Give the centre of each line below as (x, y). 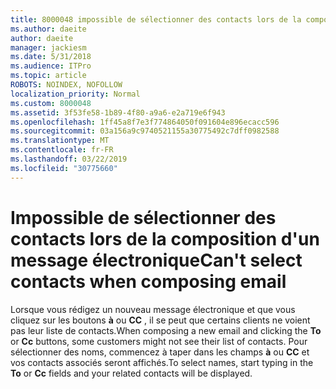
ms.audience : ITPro (51, 66)
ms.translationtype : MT (60, 141)
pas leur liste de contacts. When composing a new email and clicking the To (166, 330)
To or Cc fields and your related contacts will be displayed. (131, 373)
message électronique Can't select (156, 260)
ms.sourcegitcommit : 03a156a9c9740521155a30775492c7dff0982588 (145, 131)
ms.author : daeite (48, 29)
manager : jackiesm (48, 47)
